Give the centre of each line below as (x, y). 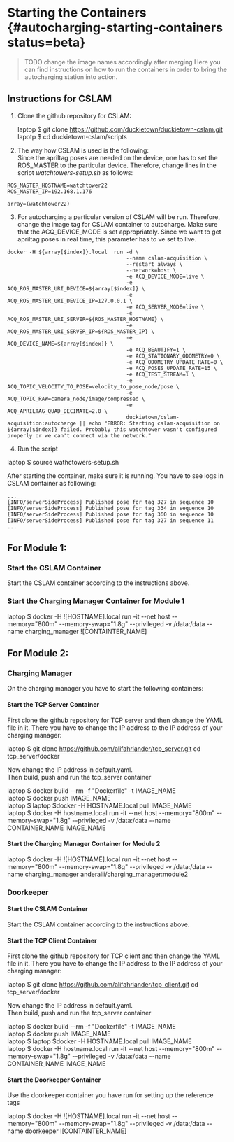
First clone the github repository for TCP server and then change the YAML (115, 720)
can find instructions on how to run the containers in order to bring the (125, 69)
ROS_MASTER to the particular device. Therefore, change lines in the (117, 165)
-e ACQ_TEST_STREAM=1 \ (161, 374)
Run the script (37, 449)
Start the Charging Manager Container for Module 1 (96, 601)
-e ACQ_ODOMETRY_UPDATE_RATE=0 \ (175, 362)
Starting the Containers (77, 13)
